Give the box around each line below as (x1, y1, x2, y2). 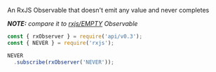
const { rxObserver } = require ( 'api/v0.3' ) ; (7, 33, 142, 40)
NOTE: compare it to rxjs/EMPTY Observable (7, 20, 138, 27)
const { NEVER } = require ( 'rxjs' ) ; (7, 39, 114, 46)
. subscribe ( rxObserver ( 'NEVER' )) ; (13, 59, 114, 66)
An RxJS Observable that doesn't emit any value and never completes (7, 6, 210, 14)
